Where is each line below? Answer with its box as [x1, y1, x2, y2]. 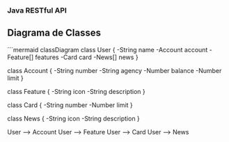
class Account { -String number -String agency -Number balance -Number [7, 66, 222, 74]
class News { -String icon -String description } [7, 114, 141, 123]
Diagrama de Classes [7, 27, 102, 39]
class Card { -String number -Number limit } [7, 100, 134, 109]
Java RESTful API [7, 6, 68, 15]
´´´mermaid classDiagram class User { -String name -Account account [7, 45, 208, 54]
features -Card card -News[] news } [35, 53, 139, 61]
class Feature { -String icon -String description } [7, 87, 145, 95]
